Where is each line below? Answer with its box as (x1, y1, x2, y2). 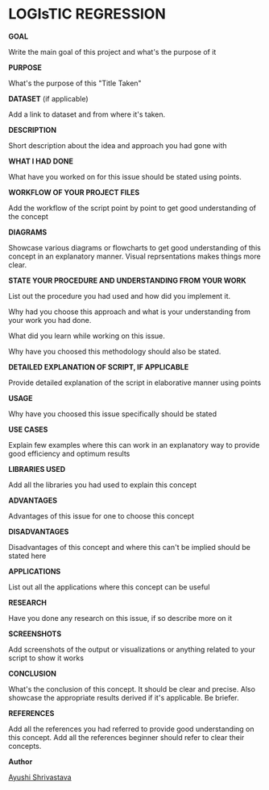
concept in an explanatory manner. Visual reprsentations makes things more (8, 251, 261, 261)
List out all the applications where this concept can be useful (8, 581, 210, 592)
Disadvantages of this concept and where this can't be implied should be (8, 542, 251, 552)
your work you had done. (8, 315, 92, 325)
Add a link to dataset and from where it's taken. (8, 110, 166, 119)
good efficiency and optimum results (8, 449, 130, 458)
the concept (8, 211, 48, 221)
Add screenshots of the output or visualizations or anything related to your (8, 644, 255, 654)
